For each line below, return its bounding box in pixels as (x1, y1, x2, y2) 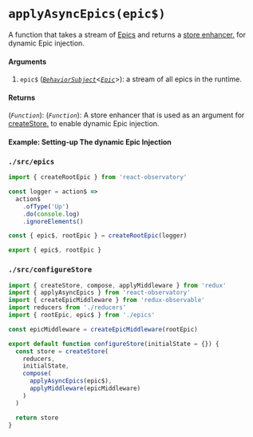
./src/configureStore (8, 265, 93, 274)
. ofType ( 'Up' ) (22, 202, 69, 210)
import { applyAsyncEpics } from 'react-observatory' (8, 288, 192, 297)
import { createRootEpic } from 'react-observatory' (8, 173, 188, 181)
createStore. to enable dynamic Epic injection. (8, 119, 160, 129)
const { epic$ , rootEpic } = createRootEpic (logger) (8, 232, 188, 240)
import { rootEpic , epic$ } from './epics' (8, 311, 156, 320)
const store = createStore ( (15, 347, 109, 356)
